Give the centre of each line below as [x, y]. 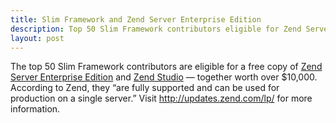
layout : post [37, 38]
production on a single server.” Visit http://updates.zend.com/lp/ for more [161, 98]
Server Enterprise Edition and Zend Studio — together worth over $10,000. [164, 77]
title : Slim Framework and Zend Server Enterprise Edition [136, 19]
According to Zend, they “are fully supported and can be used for [145, 88]
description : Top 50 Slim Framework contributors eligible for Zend [156, 29]
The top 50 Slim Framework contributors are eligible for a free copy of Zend [166, 67]
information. [35, 109]
